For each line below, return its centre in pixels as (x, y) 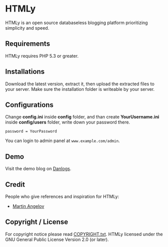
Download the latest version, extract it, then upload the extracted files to (80, 84)
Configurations (29, 105)
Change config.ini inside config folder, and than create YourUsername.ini (82, 117)
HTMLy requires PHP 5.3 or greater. (42, 56)
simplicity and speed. (27, 28)
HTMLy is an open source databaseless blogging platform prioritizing (76, 23)
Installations (25, 72)
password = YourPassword (31, 132)
